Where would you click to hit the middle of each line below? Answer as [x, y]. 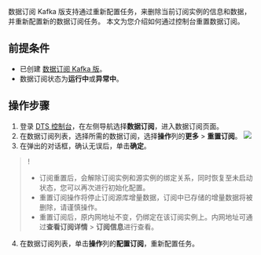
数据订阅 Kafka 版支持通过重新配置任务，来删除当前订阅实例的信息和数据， [130, 11]
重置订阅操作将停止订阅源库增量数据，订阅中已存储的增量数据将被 [146, 197]
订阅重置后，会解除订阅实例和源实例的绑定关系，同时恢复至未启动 [146, 177]
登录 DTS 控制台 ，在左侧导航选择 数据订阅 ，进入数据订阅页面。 [121, 126]
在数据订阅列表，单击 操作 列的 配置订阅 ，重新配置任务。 [109, 243]
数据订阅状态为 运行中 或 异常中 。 [71, 78]
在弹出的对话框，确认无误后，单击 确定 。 [85, 146]
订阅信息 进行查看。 [127, 227]
